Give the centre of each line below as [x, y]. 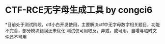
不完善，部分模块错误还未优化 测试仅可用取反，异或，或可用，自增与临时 [79, 30]
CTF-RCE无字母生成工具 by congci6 [79, 10]
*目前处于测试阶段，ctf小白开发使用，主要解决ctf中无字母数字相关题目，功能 [82, 24]
